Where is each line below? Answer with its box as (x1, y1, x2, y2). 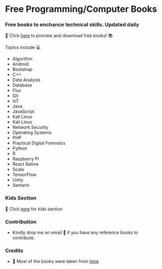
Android (12, 61, 29, 67)
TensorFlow (12, 172, 37, 178)
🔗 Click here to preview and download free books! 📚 (5, 33, 113, 39)
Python (12, 145, 27, 152)
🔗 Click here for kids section (5, 206, 63, 212)
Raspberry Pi (12, 156, 39, 162)
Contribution (5, 218, 37, 225)
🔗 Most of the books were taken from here (12, 259, 99, 265)
